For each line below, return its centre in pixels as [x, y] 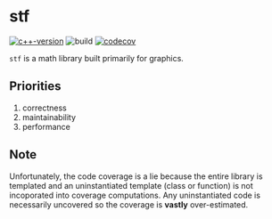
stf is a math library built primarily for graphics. [97, 58]
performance [46, 126]
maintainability [49, 117]
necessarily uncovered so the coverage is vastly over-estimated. [129, 204]
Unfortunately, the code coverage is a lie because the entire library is [136, 176]
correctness [44, 108]
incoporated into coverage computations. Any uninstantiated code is [135, 195]
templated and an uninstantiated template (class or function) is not [131, 185]
